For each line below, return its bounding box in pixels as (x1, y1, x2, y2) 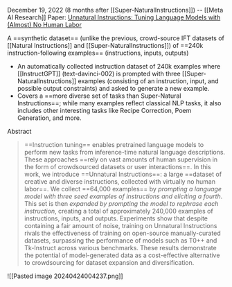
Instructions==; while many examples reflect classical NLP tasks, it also (17, 99, 222, 107)
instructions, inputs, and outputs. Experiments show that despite (24, 214, 208, 223)
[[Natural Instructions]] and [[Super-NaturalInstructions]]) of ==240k (7, 42, 204, 49)
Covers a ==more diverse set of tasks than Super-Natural (17, 92, 181, 100)
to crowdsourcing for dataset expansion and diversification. (24, 259, 195, 266)
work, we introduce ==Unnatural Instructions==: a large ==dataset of (24, 170, 222, 178)
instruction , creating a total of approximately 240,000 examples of (24, 207, 213, 215)
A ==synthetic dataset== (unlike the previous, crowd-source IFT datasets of (7, 34, 225, 42)
